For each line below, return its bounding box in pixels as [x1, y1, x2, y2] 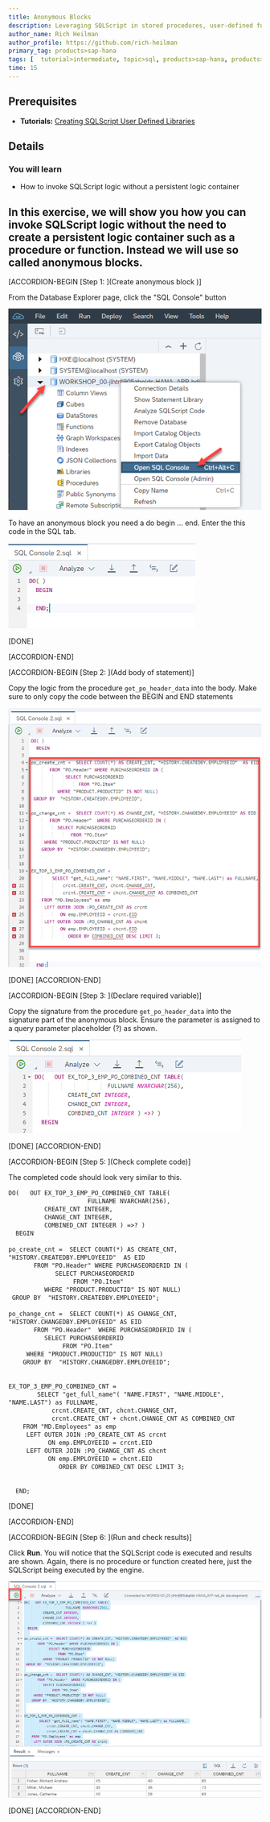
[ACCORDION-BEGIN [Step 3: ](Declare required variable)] [8, 991, 202, 1000]
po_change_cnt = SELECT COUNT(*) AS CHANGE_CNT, [8, 1310, 178, 1319]
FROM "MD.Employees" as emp [22, 1422, 117, 1431]
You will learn [8, 164, 63, 175]
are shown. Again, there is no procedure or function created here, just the [8, 1557, 252, 1567]
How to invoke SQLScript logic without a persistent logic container [19, 182, 239, 192]
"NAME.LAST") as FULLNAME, [8, 1398, 99, 1407]
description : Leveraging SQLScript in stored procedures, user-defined [8, 21, 253, 30]
